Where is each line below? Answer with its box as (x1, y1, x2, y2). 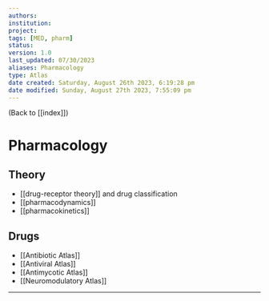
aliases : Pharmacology (8, 64, 84, 72)
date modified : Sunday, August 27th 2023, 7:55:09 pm (8, 86, 192, 94)
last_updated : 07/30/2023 (8, 57, 94, 65)
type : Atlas (8, 71, 48, 79)
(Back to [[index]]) (8, 108, 69, 118)
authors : (8, 11, 38, 20)
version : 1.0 (8, 49, 52, 57)
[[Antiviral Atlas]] (19, 259, 76, 269)
